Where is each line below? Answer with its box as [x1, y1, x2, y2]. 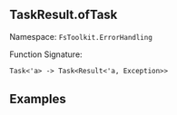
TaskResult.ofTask [9, 7, 118, 23]
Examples [9, 91, 66, 107]
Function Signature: [9, 49, 84, 60]
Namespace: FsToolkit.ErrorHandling [9, 31, 152, 42]
